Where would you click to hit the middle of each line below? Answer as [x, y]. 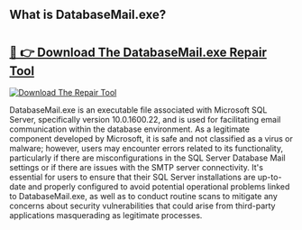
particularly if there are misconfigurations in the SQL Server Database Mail [147, 158]
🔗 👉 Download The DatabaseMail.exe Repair [138, 52]
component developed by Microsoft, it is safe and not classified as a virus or [151, 138]
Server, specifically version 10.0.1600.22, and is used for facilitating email [145, 120]
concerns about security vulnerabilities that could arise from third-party [142, 206]
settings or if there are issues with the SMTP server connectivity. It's [137, 167]
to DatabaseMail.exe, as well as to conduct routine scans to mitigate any [143, 196]
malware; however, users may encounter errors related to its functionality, [146, 148]
